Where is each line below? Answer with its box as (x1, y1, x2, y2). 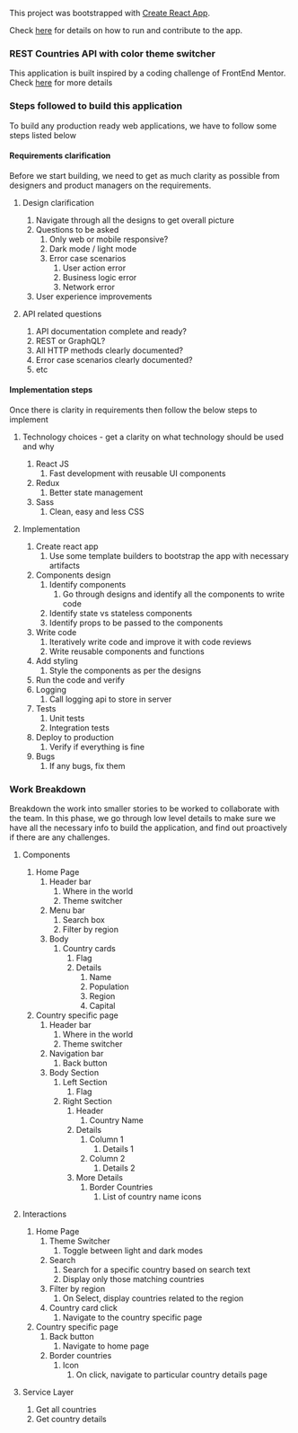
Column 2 (89, 1154, 126, 1164)
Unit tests (48, 713, 85, 723)
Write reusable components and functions (48, 646, 205, 657)
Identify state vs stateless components (48, 608, 193, 618)
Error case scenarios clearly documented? (35, 354, 193, 365)
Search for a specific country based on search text (62, 1264, 251, 1275)
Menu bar (48, 905, 85, 916)
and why (22, 441, 55, 452)
